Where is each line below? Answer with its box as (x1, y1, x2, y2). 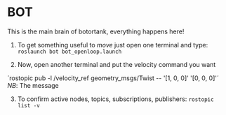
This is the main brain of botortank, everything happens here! (7, 27, 185, 36)
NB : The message (7, 81, 59, 89)
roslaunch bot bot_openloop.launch (17, 48, 122, 55)
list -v (17, 102, 40, 109)
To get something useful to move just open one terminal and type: (17, 40, 208, 49)
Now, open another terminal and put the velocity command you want (17, 60, 216, 68)
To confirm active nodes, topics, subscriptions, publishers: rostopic (17, 95, 214, 103)
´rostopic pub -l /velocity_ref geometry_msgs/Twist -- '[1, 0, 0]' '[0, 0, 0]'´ (7, 74, 219, 82)
